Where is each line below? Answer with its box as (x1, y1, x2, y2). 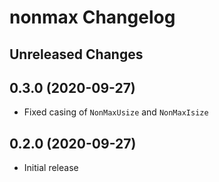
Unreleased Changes (9, 46, 144, 63)
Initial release (23, 162, 79, 174)
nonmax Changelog (9, 6, 176, 29)
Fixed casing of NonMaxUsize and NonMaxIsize (23, 106, 209, 118)
